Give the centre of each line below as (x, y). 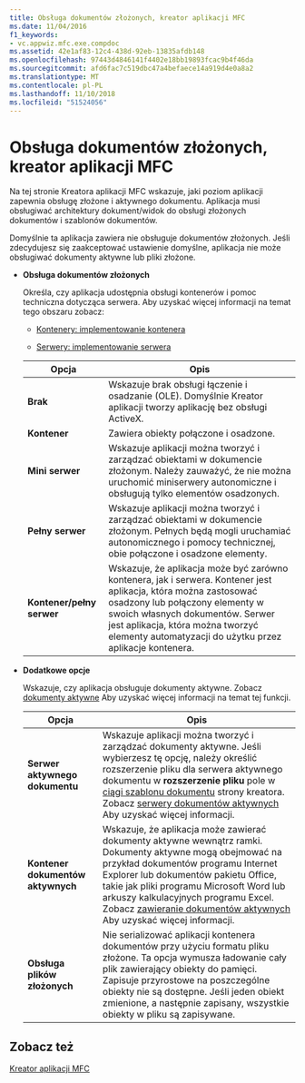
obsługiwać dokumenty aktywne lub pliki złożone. (103, 257)
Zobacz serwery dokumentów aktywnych (191, 803)
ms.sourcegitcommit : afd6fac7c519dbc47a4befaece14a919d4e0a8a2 (132, 69)
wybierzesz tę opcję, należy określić (180, 758)
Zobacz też (42, 1046)
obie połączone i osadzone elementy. (188, 554)
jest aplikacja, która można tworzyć (183, 625)
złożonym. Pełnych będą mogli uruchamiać (200, 531)
